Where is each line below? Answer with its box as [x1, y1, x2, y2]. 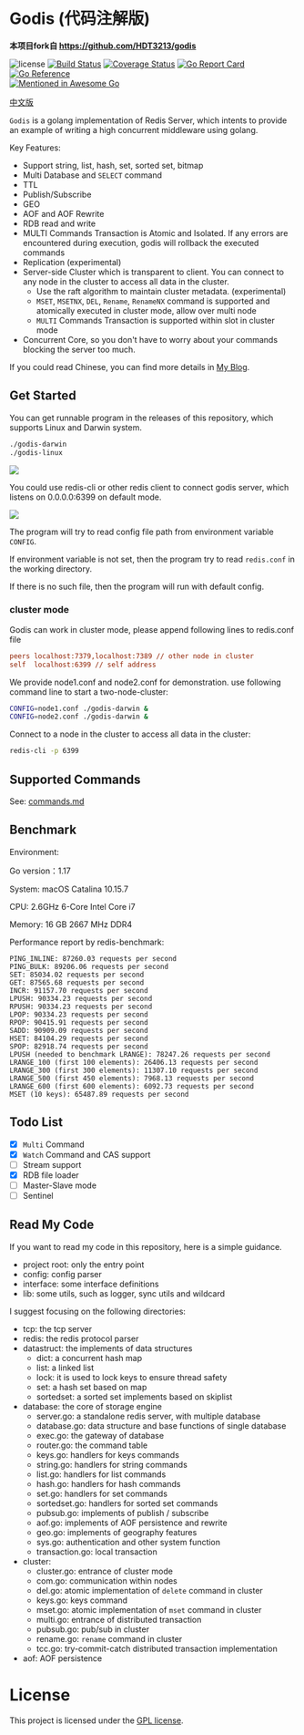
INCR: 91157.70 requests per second [9, 986, 148, 995]
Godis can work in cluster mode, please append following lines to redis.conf [9, 624, 294, 635]
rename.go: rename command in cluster [35, 1633, 183, 1644]
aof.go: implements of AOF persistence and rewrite [35, 1517, 228, 1528]
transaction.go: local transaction [35, 1546, 157, 1557]
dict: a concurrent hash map [35, 1352, 143, 1363]
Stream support [22, 1159, 82, 1170]
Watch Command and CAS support [22, 1149, 151, 1160]
